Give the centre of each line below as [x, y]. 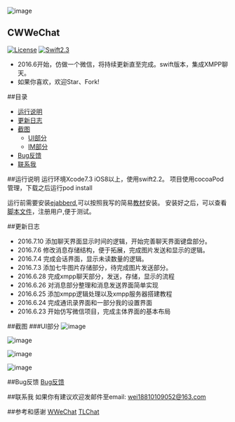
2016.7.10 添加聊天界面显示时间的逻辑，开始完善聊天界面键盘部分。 [114, 241]
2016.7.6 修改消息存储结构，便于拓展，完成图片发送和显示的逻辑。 [113, 250]
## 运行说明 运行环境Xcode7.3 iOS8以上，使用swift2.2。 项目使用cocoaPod [116, 179]
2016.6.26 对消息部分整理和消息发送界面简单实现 [88, 285]
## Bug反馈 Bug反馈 [36, 381]
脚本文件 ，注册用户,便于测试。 [52, 211]
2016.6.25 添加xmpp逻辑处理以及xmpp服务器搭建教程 [95, 294]
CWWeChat [34, 33]
